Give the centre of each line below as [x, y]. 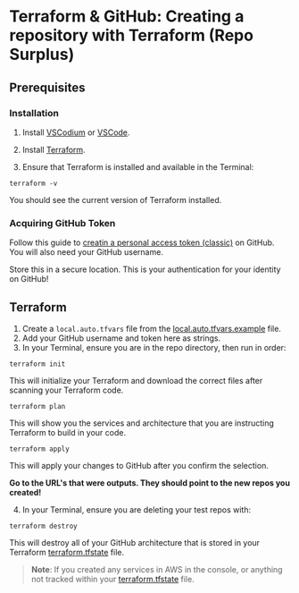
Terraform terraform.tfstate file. [67, 552]
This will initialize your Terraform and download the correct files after [136, 380]
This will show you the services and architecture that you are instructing [142, 423]
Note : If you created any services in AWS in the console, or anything [157, 569]
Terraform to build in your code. [68, 432]
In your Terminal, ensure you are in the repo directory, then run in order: [154, 347]
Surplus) [42, 55]
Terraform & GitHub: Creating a [127, 17]
